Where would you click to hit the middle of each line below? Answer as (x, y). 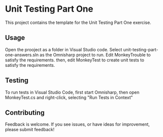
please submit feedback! (30, 130)
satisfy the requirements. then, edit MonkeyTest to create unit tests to (75, 60)
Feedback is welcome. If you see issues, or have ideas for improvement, (77, 124)
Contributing (25, 112)
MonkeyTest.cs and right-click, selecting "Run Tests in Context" (69, 97)
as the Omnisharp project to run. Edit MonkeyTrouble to (95, 55)
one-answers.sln (22, 55)
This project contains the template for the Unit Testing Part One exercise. (78, 22)
